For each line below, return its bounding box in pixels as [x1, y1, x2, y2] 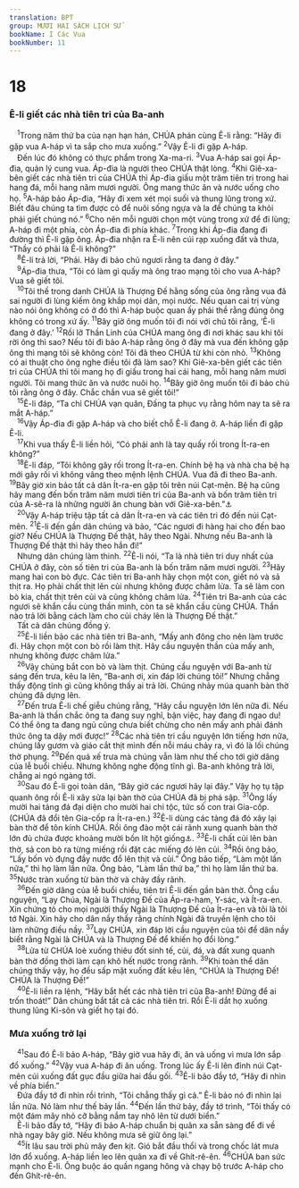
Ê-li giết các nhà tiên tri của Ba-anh [9, 108, 165, 121]
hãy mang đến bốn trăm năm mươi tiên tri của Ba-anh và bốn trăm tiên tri [9, 489, 278, 501]
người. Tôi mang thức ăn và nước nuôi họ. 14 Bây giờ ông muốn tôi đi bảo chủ [9, 376, 290, 388]
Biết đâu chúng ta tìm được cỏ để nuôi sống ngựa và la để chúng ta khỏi [9, 203, 274, 214]
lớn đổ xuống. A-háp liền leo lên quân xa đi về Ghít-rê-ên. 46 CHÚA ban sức [9, 1150, 286, 1162]
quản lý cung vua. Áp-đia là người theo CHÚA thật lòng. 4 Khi [25, 162, 248, 174]
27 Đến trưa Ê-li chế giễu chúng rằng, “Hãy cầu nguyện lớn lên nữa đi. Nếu [17, 699, 288, 712]
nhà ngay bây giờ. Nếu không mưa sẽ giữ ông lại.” [9, 1129, 193, 1140]
